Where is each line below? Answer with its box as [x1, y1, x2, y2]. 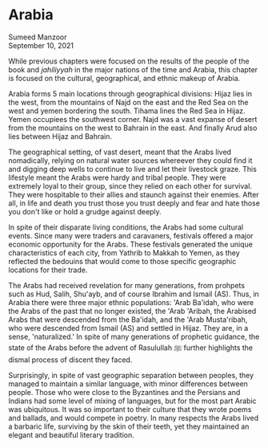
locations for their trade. [8, 265, 88, 275]
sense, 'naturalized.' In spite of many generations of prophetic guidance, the [8, 332, 260, 341]
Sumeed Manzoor [8, 32, 67, 42]
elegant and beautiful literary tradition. [8, 430, 134, 439]
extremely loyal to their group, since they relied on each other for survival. [8, 181, 252, 190]
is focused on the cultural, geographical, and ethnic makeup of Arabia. [8, 73, 241, 83]
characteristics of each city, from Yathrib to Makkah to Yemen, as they [8, 247, 240, 258]
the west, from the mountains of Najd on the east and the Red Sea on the [8, 97, 249, 107]
